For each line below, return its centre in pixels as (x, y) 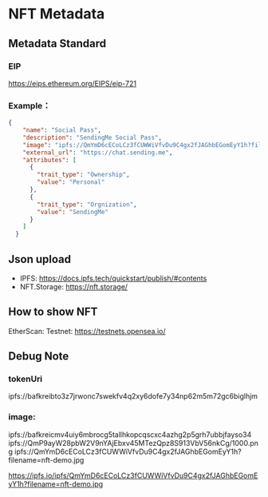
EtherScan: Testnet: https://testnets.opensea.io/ (87, 331)
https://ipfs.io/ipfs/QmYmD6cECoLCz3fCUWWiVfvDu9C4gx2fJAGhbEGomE (133, 475)
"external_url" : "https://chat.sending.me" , (98, 153)
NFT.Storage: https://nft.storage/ (74, 286)
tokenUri (26, 379)
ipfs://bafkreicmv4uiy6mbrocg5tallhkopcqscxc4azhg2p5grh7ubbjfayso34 (130, 434)
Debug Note (39, 356)
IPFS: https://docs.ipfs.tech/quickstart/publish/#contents (113, 278)
